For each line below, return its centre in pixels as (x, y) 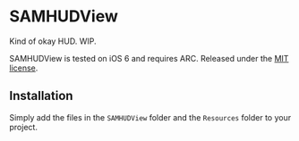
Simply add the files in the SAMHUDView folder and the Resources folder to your (150, 117)
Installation (41, 96)
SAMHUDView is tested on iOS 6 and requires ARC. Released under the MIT (149, 58)
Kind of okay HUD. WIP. (53, 41)
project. (24, 127)
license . (24, 68)
